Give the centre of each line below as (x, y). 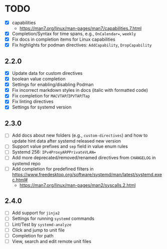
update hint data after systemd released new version (66, 141)
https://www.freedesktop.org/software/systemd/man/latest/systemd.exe (87, 174)
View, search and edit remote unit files (51, 241)
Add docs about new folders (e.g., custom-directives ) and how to (80, 136)
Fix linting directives (33, 101)
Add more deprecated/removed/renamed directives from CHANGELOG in (84, 158)
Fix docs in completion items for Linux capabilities (64, 39)
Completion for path (33, 235)
